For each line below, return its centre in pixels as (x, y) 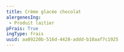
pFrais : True (22, 28)
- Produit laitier (32, 23)
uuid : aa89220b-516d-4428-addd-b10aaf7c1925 (62, 39)
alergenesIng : (24, 17)
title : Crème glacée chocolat (44, 12)
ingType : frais (25, 34)
